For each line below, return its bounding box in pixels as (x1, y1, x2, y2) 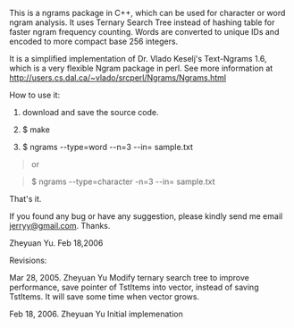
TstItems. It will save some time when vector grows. (9, 291, 199, 302)
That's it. (9, 194, 42, 204)
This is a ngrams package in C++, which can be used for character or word (9, 8, 286, 18)
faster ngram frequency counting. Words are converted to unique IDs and (9, 27, 280, 37)
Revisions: (9, 255, 47, 265)
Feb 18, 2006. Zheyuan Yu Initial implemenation (9, 308, 183, 319)
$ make (21, 124, 51, 135)
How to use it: (9, 89, 61, 100)
